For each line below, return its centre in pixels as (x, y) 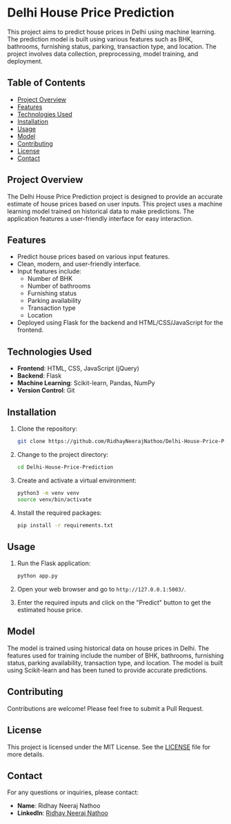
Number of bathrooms (59, 286)
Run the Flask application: (54, 563)
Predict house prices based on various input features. (93, 257)
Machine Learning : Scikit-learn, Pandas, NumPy (86, 383)
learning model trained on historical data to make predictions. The (101, 211)
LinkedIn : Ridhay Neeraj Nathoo (62, 813)
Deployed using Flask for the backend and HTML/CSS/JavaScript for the (120, 323)
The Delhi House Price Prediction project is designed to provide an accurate (115, 196)
